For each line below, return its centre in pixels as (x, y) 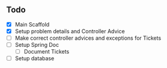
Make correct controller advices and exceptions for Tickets (88, 38)
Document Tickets (47, 52)
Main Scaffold (32, 24)
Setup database (35, 58)
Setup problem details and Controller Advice (70, 31)
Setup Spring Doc (37, 45)
